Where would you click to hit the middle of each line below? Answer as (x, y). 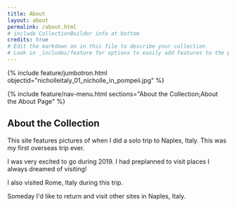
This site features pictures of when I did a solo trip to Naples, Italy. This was (117, 140)
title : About (26, 14)
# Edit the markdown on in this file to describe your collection (106, 46)
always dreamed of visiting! (47, 168)
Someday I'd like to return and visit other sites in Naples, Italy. (97, 196)
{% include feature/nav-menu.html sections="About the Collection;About (113, 94)
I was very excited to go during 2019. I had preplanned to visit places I (109, 161)
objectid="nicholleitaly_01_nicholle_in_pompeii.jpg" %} (86, 80)
